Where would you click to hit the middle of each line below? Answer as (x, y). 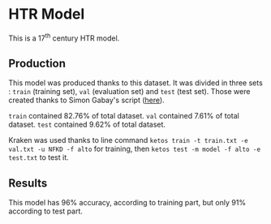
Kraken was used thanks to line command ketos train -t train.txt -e (129, 140)
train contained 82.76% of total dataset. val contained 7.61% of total (124, 116)
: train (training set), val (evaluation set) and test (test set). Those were (129, 92)
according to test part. (46, 211)
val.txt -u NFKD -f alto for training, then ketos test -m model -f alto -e (135, 149)
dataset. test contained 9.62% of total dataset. (87, 125)
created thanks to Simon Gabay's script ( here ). (86, 100)
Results (28, 183)
